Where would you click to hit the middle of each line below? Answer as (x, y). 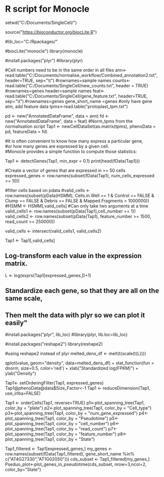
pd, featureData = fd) (26, 131)
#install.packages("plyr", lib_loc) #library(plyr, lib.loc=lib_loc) (66, 334)
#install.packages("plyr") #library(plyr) (44, 60)
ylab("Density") (21, 373)
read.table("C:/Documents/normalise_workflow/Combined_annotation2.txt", (81, 75)
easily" (16, 322)
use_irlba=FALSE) (23, 393)
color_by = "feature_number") (86, 434)
